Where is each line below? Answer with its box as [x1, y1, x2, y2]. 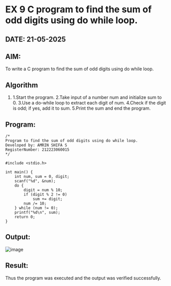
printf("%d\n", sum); [14, 210, 60, 215]
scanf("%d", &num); [14, 178, 56, 184]
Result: [5, 261, 29, 270]
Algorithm [5, 80, 38, 89]
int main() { [5, 170, 33, 175]
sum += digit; [32, 196, 63, 202]
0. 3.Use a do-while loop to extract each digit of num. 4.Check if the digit [12, 100, 166, 106]
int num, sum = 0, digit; [14, 174, 70, 179]
